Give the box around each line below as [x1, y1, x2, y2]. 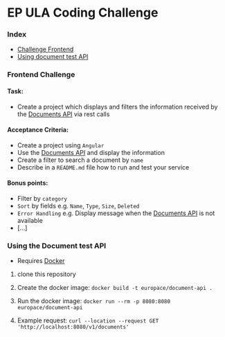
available [17, 217, 43, 225]
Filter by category [17, 194, 68, 203]
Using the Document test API [7, 241, 107, 251]
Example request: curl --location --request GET [17, 316, 159, 325]
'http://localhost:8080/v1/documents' [17, 324, 129, 331]
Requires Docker [17, 257, 65, 265]
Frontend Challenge [7, 70, 75, 80]
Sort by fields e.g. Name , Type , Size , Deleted [17, 202, 140, 210]
